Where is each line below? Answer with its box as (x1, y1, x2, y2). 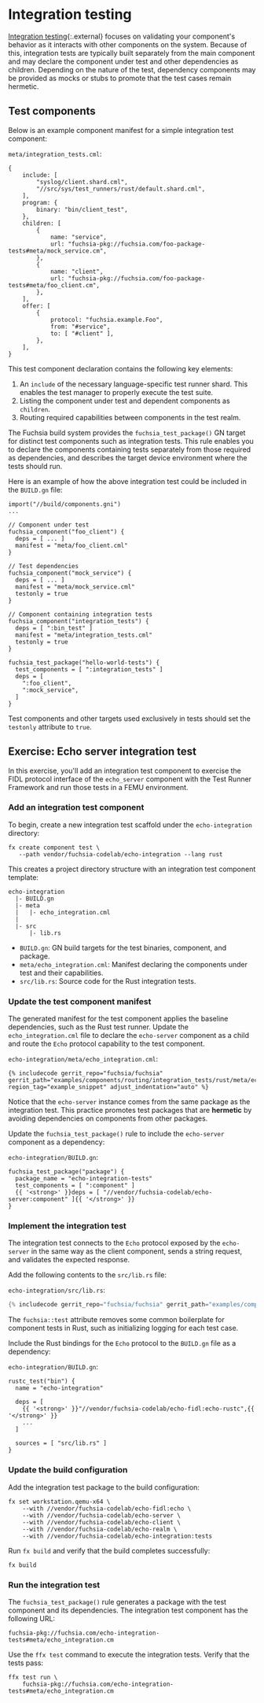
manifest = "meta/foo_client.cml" (15, 541, 128, 549)
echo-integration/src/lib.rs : (8, 1285, 106, 1295)
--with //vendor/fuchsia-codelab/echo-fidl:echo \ (22, 1505, 192, 1513)
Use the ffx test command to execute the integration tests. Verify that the (8, 1649, 250, 1659)
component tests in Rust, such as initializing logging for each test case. (8, 1324, 239, 1333)
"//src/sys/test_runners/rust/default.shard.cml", (36, 185, 206, 193)
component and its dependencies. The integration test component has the (8, 1605, 249, 1615)
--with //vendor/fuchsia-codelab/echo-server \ (22, 1511, 181, 1520)
